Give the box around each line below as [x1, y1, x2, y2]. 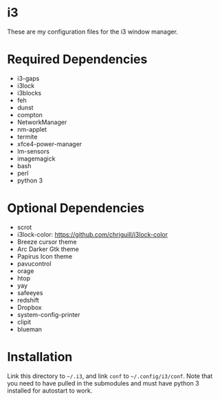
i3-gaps [16, 74, 40, 82]
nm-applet [16, 125, 47, 133]
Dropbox [16, 303, 43, 311]
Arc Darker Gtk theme [16, 245, 79, 253]
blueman [16, 325, 43, 333]
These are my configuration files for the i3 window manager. [7, 27, 179, 36]
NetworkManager [16, 118, 67, 126]
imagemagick [16, 154, 56, 163]
